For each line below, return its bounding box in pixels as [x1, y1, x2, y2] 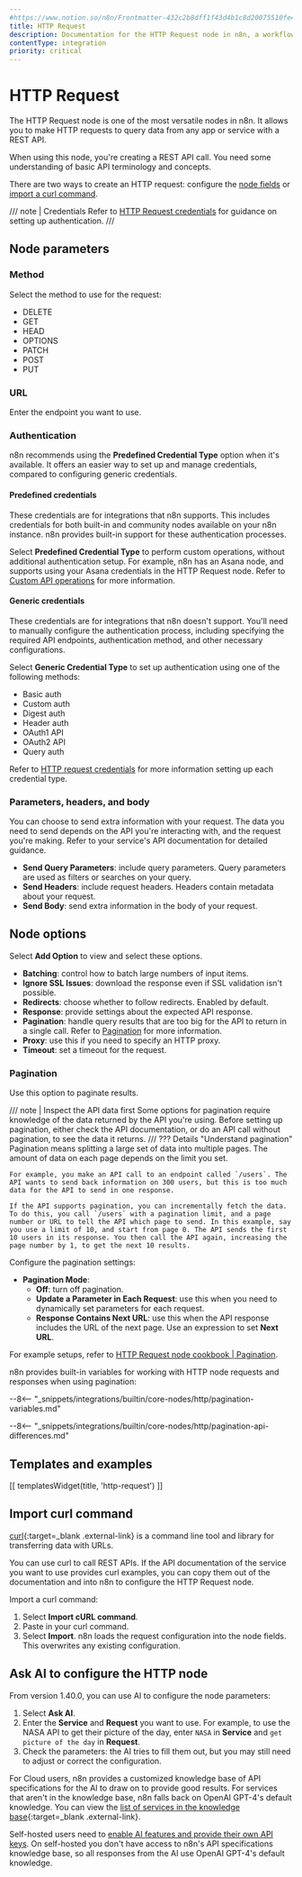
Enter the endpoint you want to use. [9, 407, 142, 418]
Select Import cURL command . [22, 1611, 138, 1622]
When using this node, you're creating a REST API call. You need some [9, 152, 271, 163]
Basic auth [22, 688, 62, 699]
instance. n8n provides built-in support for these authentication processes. [9, 529, 287, 540]
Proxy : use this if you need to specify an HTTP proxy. [22, 1035, 221, 1046]
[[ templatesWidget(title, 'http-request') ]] [9, 1480, 164, 1491]
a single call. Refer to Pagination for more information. [22, 1025, 223, 1036]
